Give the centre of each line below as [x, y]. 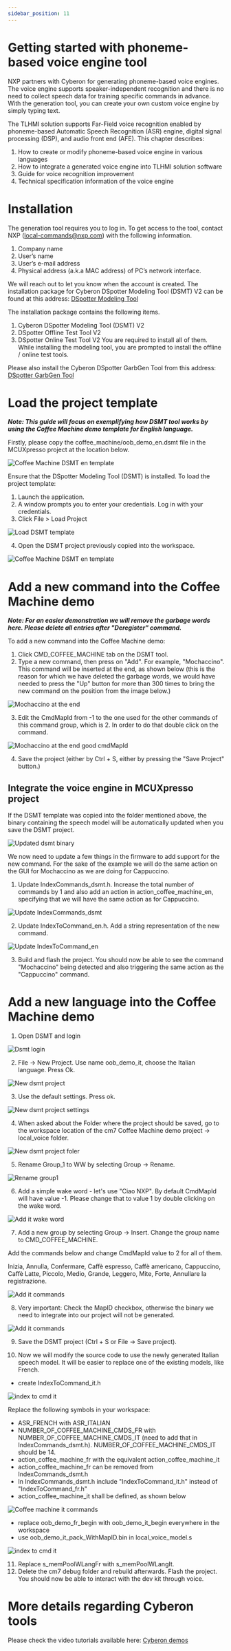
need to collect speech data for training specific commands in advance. [110, 96]
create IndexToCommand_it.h [59, 1383]
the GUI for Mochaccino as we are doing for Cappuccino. [89, 871]
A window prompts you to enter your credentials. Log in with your [110, 504]
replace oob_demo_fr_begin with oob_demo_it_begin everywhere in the [119, 1523]
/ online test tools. [43, 354]
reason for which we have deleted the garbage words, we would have [117, 677]
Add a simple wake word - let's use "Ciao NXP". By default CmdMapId [117, 1191]
